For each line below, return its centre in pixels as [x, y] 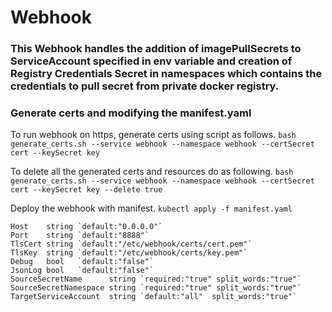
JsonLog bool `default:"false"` [82, 271]
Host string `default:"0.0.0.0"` [86, 227]
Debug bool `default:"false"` [82, 262]
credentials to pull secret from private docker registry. [145, 86]
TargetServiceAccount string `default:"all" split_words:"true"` [154, 297]
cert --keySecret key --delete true [86, 190]
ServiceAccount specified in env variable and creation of [151, 61]
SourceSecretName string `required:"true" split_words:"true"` [156, 279]
